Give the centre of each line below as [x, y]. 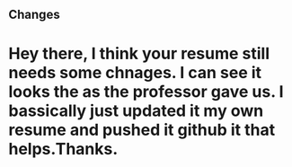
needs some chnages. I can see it [135, 72]
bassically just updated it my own [136, 110]
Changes [34, 15]
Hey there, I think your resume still [139, 53]
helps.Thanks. [63, 149]
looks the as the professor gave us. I [146, 91]
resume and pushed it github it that [142, 130]
